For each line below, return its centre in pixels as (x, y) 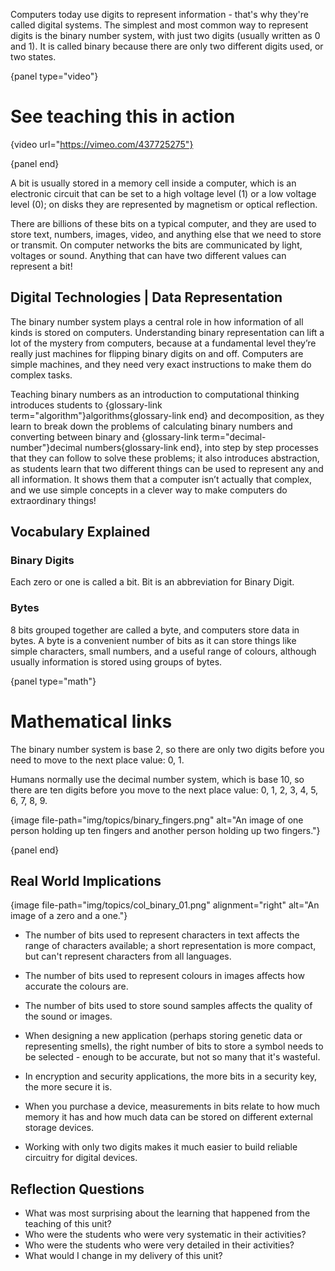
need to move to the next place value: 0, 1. (97, 760)
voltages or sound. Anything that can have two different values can (148, 255)
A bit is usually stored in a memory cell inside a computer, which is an (153, 183)
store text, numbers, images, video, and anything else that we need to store (166, 234)
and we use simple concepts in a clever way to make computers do (149, 490)
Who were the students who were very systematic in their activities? (165, 1235)
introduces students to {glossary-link (86, 405)
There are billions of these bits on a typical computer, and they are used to (163, 223)
